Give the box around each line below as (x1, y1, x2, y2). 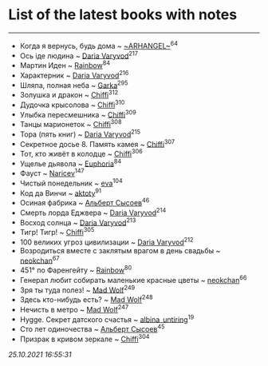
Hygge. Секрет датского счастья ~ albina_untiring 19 (19, 313, 195, 324)
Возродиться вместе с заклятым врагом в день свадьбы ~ (19, 245, 221, 255)
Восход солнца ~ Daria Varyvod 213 (19, 216, 136, 227)
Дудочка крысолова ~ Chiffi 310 (19, 98, 125, 109)
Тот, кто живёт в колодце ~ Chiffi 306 (19, 148, 144, 158)
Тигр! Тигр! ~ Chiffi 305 (19, 226, 95, 237)
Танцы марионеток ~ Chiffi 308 (19, 118, 122, 129)
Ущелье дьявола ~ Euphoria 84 (19, 157, 122, 169)
